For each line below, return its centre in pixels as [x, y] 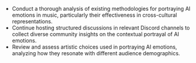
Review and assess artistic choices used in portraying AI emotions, [94, 47]
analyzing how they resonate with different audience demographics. [96, 53]
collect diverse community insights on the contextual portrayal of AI [96, 34]
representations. [32, 21]
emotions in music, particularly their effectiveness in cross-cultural [94, 15]
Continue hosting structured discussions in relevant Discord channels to [101, 28]
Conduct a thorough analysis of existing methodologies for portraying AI [101, 9]
